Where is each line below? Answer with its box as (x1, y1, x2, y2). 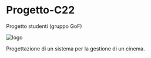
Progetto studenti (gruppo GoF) (6, 23, 82, 30)
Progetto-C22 (6, 3, 75, 17)
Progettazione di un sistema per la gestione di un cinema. (6, 45, 145, 52)
